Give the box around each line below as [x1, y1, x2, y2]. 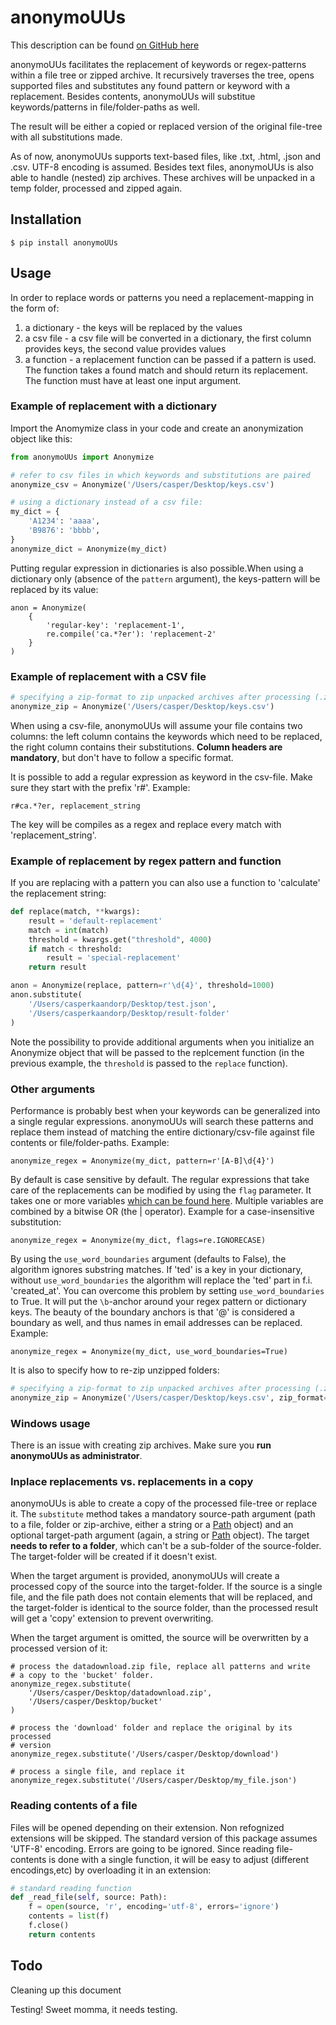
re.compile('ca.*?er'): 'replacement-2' [46, 629, 217, 639]
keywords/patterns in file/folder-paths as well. [10, 101, 200, 113]
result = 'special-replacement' [46, 953, 182, 963]
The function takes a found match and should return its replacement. [24, 364, 308, 376]
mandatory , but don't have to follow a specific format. [10, 751, 234, 763]
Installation [10, 211, 82, 228]
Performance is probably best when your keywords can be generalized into [10, 1104, 321, 1116]
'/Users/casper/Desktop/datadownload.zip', [28, 1688, 213, 1698]
